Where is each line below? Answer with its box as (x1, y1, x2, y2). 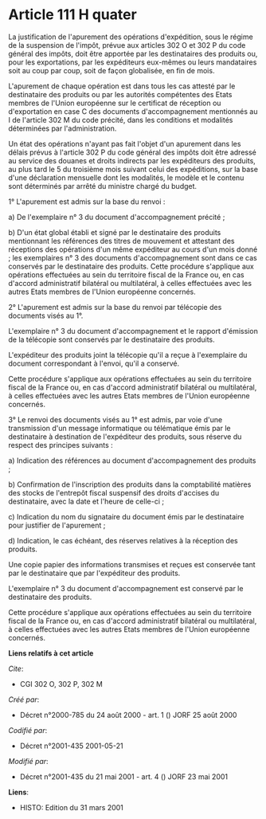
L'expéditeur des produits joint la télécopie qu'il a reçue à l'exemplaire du (8, 350, 248, 359)
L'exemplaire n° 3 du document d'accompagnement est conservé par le (8, 583, 244, 593)
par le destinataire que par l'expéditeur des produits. (8, 568, 181, 578)
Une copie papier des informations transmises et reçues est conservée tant (8, 559, 256, 569)
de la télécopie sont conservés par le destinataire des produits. (8, 335, 215, 344)
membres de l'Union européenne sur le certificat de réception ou (8, 98, 221, 108)
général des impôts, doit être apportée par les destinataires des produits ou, (8, 49, 258, 58)
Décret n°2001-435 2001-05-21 (19, 741, 123, 750)
